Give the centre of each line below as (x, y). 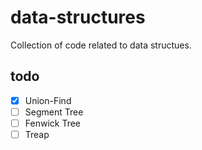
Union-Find (48, 100)
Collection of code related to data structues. (101, 45)
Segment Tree (54, 112)
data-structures (78, 17)
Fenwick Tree (52, 123)
